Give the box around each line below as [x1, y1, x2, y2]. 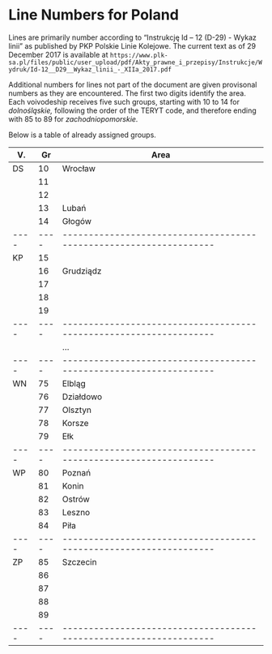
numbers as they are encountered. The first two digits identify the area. [8, 88, 247, 98]
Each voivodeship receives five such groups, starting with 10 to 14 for [8, 97, 240, 106]
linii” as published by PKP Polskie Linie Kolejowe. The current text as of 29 [8, 41, 257, 50]
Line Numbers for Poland [8, 6, 180, 24]
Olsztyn [62, 404, 91, 415]
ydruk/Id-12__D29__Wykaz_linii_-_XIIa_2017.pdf [8, 65, 172, 74]
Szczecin [62, 556, 97, 567]
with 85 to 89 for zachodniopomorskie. [8, 114, 138, 123]
